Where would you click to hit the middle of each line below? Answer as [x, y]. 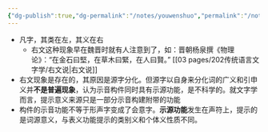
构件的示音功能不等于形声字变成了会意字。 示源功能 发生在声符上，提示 [135, 110]
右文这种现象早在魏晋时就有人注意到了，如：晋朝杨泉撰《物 [129, 50]
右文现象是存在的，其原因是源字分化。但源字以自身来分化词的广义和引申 [138, 79]
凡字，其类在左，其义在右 [61, 39]
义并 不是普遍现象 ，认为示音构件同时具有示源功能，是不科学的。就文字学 [138, 90]
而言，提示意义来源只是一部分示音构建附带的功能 [100, 99]
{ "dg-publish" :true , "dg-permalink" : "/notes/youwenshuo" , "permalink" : [126, 16]
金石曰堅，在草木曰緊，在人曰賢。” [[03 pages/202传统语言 [156, 59]
